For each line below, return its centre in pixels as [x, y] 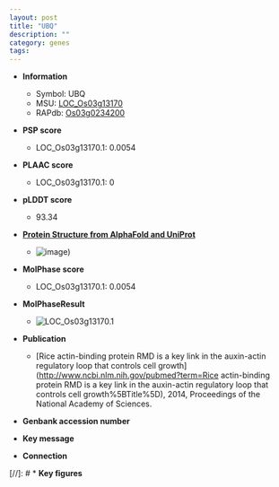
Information [45, 76]
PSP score [42, 130]
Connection [44, 456]
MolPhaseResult [53, 304]
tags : [19, 51]
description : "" [39, 34]
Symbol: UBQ [61, 94]
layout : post [34, 17]
